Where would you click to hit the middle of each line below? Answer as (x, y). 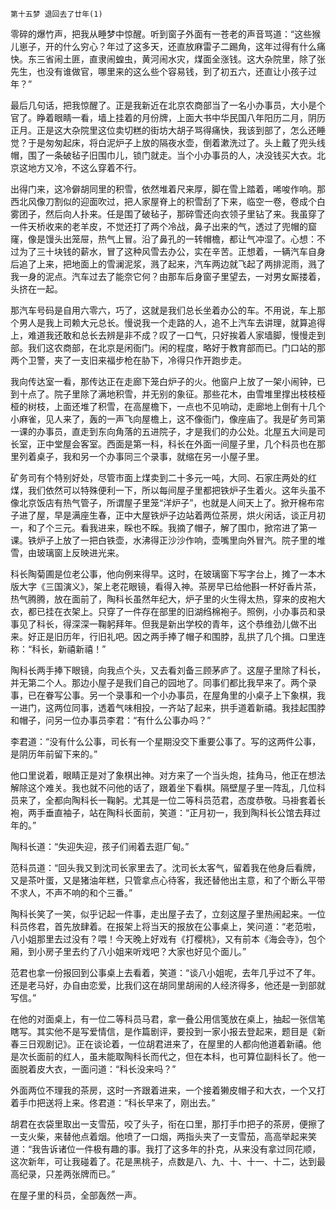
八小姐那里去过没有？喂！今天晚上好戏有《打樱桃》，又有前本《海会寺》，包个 (168, 939)
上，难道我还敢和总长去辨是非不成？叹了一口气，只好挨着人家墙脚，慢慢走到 (168, 335)
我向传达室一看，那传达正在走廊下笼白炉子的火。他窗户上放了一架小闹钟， (163, 381)
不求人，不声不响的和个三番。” (71, 892)
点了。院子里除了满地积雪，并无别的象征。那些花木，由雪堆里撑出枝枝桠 (176, 394)
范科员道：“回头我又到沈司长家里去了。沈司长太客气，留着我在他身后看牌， (166, 867)
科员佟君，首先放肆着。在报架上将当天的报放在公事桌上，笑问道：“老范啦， (166, 926)
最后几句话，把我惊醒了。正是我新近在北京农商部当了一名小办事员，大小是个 (168, 105)
